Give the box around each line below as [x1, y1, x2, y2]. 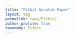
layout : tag [5, 12, 30, 17]
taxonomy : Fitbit [5, 26, 41, 31]
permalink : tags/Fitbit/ [5, 16, 57, 21]
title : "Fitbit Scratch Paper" [5, 7, 70, 12]
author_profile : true [5, 21, 50, 26]
